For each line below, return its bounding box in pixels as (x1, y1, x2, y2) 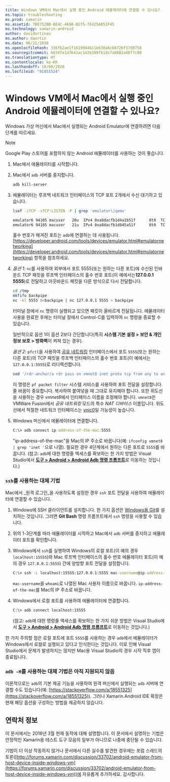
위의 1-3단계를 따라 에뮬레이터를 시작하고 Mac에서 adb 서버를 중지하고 (12, 530, 152, 536)
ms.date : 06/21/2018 (5, 41, 49, 46)
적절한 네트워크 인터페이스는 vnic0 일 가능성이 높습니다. (26, 407, 135, 413)
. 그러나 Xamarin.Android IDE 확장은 (90, 693, 163, 699)
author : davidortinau (5, 31, 51, 36)
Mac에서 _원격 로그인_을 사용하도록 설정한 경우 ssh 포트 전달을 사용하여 (5, 490, 147, 496)
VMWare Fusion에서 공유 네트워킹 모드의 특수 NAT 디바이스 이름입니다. (12, 400, 155, 407)
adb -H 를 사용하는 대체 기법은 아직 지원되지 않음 (5, 668, 115, 675)
